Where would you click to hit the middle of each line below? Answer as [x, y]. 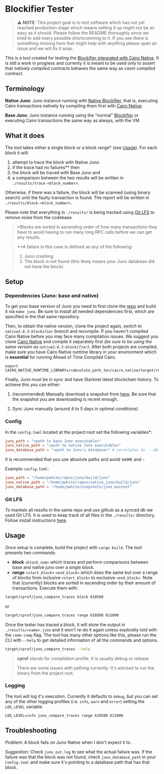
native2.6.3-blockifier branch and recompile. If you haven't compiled [77, 331]
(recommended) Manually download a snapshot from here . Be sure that [84, 394]
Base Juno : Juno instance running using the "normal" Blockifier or [72, 115]
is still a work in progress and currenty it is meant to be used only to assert [80, 63]
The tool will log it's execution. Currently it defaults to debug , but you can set [82, 696]
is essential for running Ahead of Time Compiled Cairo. [61, 357]
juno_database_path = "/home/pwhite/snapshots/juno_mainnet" [69, 487]
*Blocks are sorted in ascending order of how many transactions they [87, 227]
